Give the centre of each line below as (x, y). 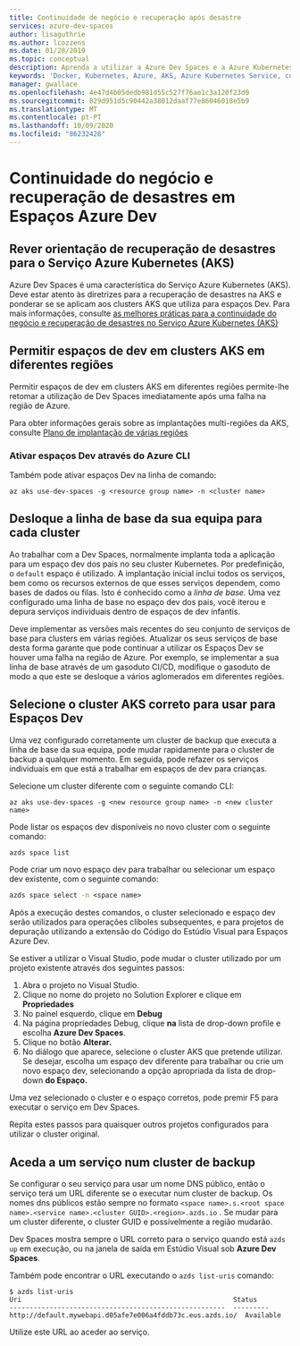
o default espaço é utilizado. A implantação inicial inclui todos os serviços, (147, 573)
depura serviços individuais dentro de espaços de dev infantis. (125, 611)
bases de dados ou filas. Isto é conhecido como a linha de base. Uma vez (145, 592)
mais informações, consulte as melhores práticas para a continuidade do (143, 313)
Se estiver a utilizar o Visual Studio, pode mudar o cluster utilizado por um (145, 958)
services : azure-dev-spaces (62, 26)
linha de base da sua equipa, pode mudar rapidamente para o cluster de (142, 749)
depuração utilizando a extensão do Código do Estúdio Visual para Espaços (149, 932)
